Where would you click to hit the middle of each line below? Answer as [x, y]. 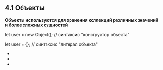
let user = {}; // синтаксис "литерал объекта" [52, 44]
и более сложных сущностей [36, 25]
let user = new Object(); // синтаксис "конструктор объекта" [67, 34]
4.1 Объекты [25, 8]
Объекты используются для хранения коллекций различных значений [82, 20]
